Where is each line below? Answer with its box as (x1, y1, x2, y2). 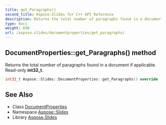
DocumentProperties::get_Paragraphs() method (5, 49, 157, 57)
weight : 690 (5, 26, 30, 31)
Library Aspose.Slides (12, 114, 57, 120)
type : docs (5, 21, 28, 26)
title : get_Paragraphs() (5, 7, 56, 12)
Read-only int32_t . (5, 67, 43, 73)
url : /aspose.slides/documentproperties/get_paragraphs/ (5, 30, 125, 35)
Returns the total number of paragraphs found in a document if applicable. (5, 62, 157, 67)
